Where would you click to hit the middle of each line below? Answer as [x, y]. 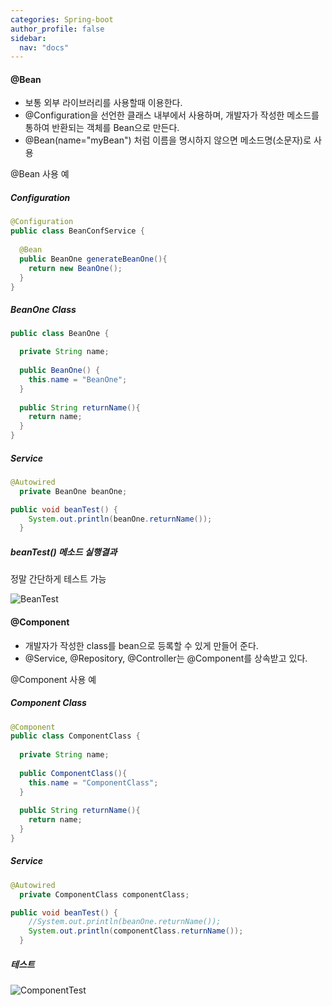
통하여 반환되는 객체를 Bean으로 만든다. [102, 128]
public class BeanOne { [60, 334]
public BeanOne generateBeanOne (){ [93, 259]
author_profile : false [57, 29]
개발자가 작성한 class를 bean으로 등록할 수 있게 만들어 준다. [141, 645]
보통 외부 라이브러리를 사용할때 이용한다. [103, 103]
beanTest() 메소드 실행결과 [64, 552]
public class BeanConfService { [77, 231]
